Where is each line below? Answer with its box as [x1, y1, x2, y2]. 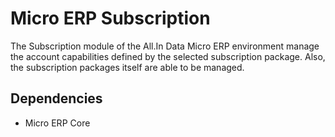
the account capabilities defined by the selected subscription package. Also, [10, 50, 326, 62]
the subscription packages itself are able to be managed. [10, 61, 245, 73]
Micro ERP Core [24, 117, 91, 129]
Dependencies [10, 90, 103, 107]
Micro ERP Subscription [10, 7, 211, 30]
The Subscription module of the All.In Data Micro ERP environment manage [10, 40, 320, 52]
